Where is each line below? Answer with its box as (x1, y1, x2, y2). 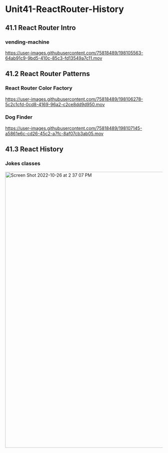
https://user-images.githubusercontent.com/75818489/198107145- (5, 125, 142, 131)
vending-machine (5, 39, 49, 46)
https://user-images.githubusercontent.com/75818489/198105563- (5, 50, 143, 56)
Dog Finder (5, 114, 32, 121)
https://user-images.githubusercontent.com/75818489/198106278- (5, 96, 143, 102)
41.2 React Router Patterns (5, 70, 90, 78)
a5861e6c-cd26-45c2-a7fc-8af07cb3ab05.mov (5, 130, 104, 136)
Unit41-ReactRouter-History (5, 4, 124, 15)
